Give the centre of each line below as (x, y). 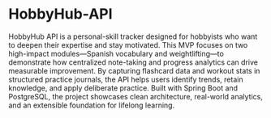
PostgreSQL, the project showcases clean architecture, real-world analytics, (136, 96)
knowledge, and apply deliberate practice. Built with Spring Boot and (123, 88)
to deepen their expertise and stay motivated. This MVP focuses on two (128, 44)
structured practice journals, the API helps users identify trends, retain (126, 79)
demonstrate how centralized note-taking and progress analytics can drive (133, 62)
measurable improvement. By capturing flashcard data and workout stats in (134, 70)
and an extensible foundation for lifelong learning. (92, 105)
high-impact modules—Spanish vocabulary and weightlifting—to (116, 53)
